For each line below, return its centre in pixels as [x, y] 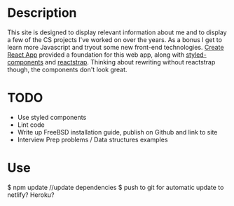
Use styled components [52, 117]
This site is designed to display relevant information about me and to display [117, 32]
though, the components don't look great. [67, 69]
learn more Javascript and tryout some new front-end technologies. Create [116, 47]
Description [42, 13]
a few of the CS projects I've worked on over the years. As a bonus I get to [115, 39]
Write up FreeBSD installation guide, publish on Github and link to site [117, 132]
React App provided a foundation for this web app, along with [96, 55]
